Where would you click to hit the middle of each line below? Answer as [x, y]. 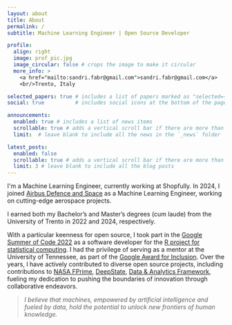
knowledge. [41, 315]
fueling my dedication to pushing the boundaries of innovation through [108, 279]
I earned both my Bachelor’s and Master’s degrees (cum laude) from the [109, 214]
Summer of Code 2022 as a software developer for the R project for [104, 242]
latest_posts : [28, 147]
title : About [26, 20]
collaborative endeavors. [42, 286]
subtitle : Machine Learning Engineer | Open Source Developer [98, 33]
